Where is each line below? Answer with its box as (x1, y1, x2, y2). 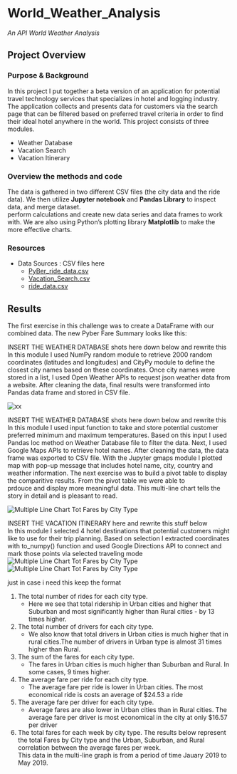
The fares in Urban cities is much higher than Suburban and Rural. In (28, 660, 230, 669)
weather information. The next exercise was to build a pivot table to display (7, 469, 228, 478)
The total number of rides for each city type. (17, 592, 148, 601)
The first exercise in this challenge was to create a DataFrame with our (7, 322, 215, 330)
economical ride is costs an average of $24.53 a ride (28, 691, 184, 699)
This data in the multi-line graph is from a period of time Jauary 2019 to (17, 751, 227, 760)
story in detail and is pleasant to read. (7, 491, 118, 500)
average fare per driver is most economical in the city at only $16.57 (28, 713, 228, 722)
